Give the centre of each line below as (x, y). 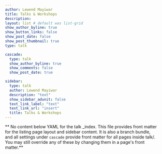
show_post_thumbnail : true (32, 41)
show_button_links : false (31, 32)
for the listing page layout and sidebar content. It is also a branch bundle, (78, 132)
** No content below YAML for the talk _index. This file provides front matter (81, 127)
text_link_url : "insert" (34, 108)
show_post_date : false (28, 37)
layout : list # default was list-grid (44, 23)
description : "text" (30, 95)
